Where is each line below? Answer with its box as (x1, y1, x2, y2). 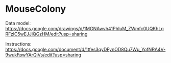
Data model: (5, 20, 31, 26)
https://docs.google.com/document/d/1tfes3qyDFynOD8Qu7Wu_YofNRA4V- (5, 46, 166, 52)
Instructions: (5, 40, 32, 47)
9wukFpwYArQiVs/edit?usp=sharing (5, 52, 82, 58)
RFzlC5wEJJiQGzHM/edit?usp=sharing (5, 31, 88, 37)
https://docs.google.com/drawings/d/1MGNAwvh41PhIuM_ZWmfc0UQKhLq (5, 25, 164, 31)
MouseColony (5, 3, 66, 15)
